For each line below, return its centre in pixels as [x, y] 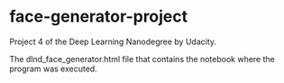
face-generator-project [99, 17]
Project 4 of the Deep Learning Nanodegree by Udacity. [113, 41]
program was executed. [53, 69]
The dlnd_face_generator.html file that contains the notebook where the [142, 59]
